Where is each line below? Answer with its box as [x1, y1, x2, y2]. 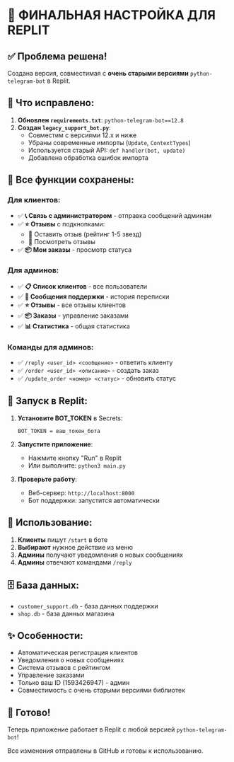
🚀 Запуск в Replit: [7, 395, 88, 407]
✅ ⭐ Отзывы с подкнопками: [17, 219, 105, 228]
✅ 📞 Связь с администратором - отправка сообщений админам [17, 211, 212, 219]
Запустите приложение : [17, 439, 93, 449]
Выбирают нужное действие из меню [17, 543, 133, 551]
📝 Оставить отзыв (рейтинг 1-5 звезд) [28, 230, 142, 238]
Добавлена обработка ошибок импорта [28, 153, 148, 162]
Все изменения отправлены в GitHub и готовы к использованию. [7, 746, 204, 755]
